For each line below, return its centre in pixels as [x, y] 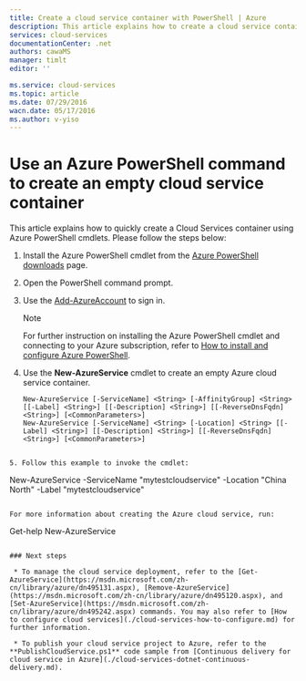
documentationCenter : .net [61, 43]
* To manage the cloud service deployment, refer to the [123, 572]
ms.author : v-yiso [44, 119]
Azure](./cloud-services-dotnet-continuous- [164, 660]
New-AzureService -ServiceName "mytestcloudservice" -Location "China [148, 480]
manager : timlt [38, 60]
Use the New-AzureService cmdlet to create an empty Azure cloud [150, 373]
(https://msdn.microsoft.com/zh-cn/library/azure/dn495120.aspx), [138, 596]
